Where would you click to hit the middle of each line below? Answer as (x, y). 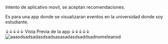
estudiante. (17, 22)
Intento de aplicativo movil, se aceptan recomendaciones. (65, 7)
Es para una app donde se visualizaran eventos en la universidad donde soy (84, 17)
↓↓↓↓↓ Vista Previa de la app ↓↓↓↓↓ (47, 31)
